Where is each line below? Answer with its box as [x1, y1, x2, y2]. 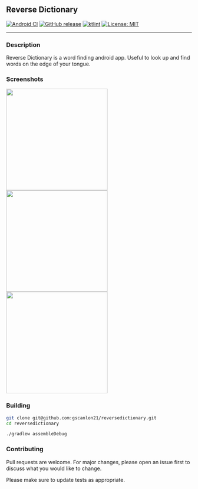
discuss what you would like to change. [6, 465, 102, 472]
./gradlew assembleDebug [6, 431, 67, 437]
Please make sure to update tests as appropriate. [6, 476, 126, 483]
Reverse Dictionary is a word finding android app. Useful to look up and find [6, 54, 190, 61]
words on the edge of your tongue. [6, 60, 91, 67]
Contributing [6, 445, 44, 454]
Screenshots [6, 75, 44, 83]
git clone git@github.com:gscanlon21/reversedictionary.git [6, 415, 157, 421]
